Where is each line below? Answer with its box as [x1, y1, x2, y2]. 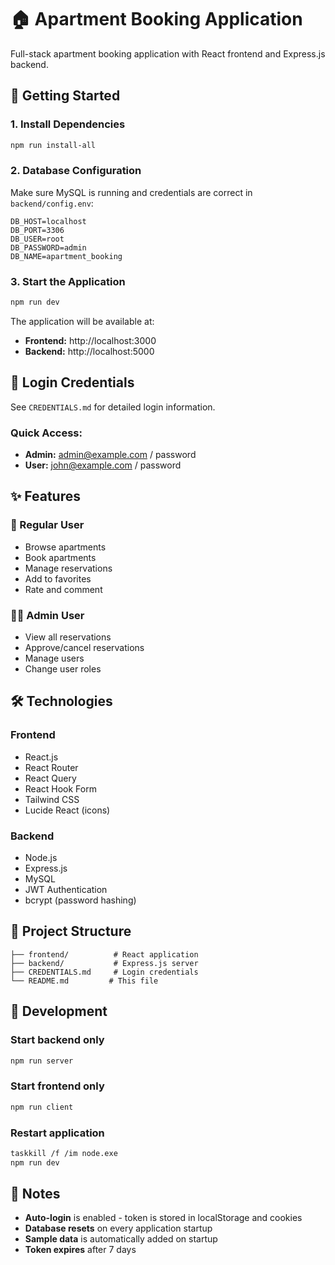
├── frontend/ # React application [10, 949, 199, 960]
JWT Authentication [24, 884, 108, 896]
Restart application [10, 1126, 105, 1140]
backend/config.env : [10, 197, 94, 209]
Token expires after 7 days [24, 1244, 137, 1256]
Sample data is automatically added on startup [24, 1233, 218, 1245]
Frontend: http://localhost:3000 [24, 334, 157, 346]
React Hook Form [24, 782, 97, 795]
